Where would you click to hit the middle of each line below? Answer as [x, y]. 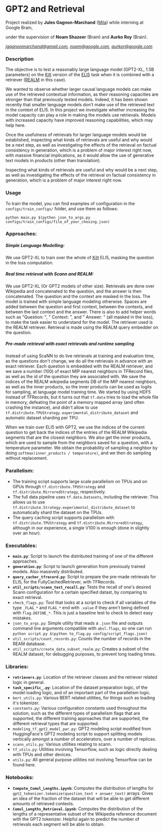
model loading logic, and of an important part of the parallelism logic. [81, 693]
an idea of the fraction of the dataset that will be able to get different [81, 798]
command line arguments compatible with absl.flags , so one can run [82, 628]
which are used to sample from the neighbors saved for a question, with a [79, 443]
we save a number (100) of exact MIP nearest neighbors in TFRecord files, [80, 371]
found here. [24, 765]
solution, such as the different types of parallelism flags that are [76, 713]
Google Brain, [19, 27]
